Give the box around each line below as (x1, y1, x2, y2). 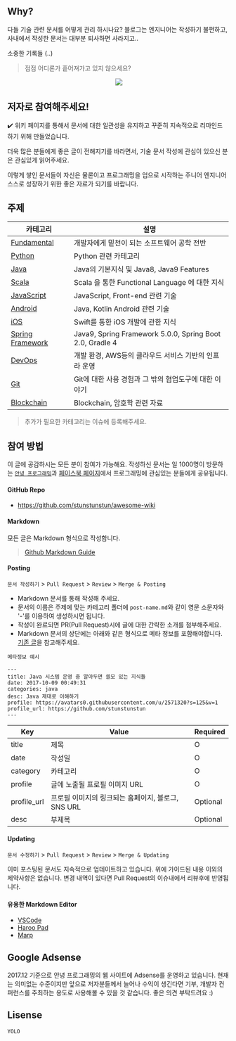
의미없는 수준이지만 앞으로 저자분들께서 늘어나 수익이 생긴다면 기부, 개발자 (14, 980, 218, 988)
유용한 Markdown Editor (7, 900, 77, 908)
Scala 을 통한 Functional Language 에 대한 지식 (73, 278, 225, 288)
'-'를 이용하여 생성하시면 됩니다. (17, 611, 105, 620)
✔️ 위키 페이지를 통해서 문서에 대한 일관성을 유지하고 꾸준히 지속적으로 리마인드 (7, 121, 223, 129)
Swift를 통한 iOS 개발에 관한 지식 (73, 317, 177, 327)
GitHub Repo (7, 485, 46, 494)
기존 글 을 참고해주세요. (17, 638, 80, 646)
